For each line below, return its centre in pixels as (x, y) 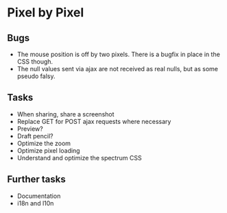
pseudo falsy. (36, 76)
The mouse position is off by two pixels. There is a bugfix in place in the (119, 54)
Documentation (39, 196)
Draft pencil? (35, 136)
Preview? (30, 129)
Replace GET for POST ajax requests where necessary (94, 121)
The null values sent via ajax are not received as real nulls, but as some (117, 69)
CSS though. (35, 62)
